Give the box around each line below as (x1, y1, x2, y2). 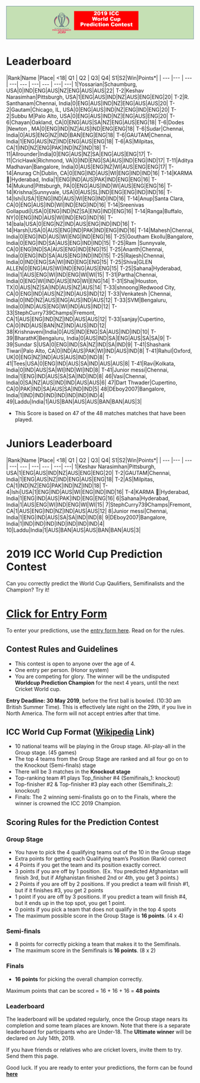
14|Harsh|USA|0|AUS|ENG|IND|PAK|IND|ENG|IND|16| (6, 227, 137, 234)
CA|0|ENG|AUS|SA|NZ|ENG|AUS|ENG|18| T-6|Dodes (54, 119, 185, 126)
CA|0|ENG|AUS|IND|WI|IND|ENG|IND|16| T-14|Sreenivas (6, 201, 145, 208)
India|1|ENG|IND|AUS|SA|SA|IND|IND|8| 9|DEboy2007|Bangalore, (6, 514, 167, 521)
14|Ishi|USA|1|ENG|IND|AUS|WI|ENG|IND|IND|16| (6, 195, 126, 203)
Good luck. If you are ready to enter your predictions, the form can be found (6, 1064, 193, 1072)
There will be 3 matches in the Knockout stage (14, 768, 131, 775)
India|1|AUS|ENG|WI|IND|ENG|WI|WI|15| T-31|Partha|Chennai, (6, 271, 158, 278)
